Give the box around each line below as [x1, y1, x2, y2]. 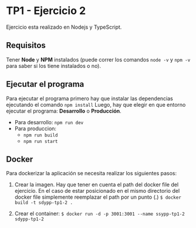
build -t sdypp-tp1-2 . [14, 200, 73, 206]
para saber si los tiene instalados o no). [6, 62, 102, 69]
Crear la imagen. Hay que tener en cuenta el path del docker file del [14, 181, 179, 188]
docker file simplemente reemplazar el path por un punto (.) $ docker [14, 193, 182, 200]
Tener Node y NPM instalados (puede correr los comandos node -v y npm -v [6, 56, 191, 63]
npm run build [23, 132, 58, 138]
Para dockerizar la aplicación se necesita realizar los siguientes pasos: [6, 170, 177, 177]
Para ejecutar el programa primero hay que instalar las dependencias [6, 95, 173, 102]
